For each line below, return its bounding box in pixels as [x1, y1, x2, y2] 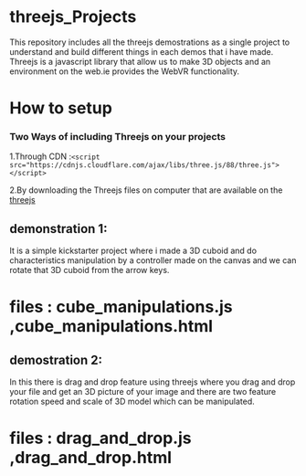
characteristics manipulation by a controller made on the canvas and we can [9, 255, 297, 266]
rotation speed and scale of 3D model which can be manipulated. [9, 396, 256, 407]
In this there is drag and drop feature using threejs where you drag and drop [9, 376, 296, 387]
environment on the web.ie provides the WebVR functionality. [9, 66, 240, 77]
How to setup [9, 98, 112, 119]
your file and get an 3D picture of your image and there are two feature [9, 386, 277, 397]
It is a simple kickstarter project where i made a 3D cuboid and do [9, 245, 258, 257]
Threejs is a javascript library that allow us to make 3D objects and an [9, 56, 271, 67]
